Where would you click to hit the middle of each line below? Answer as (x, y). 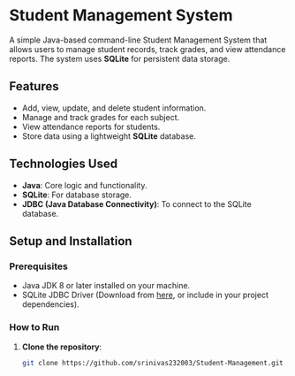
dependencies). (50, 304)
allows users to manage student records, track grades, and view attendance (147, 49)
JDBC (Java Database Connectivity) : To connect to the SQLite (136, 203)
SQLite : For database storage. (77, 195)
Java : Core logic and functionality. (84, 185)
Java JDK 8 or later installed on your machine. (106, 286)
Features (34, 86)
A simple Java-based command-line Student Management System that (138, 40)
